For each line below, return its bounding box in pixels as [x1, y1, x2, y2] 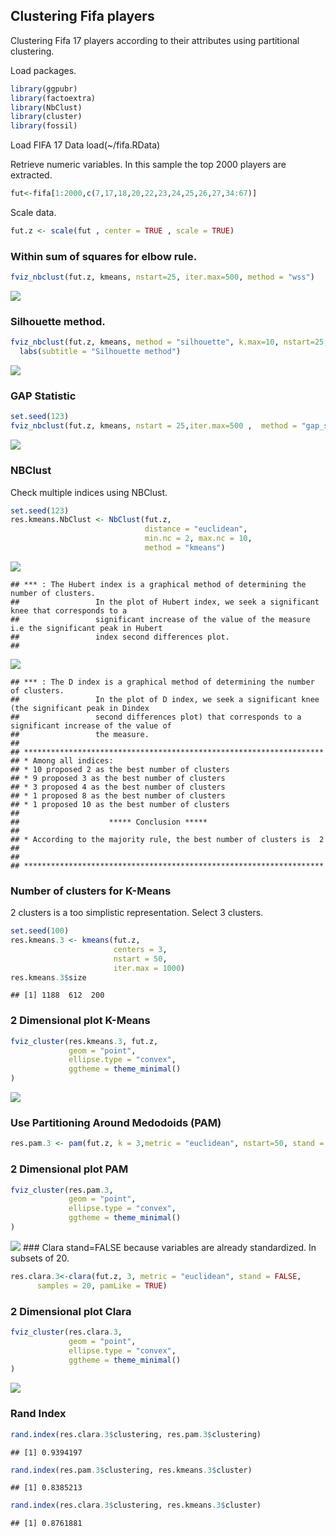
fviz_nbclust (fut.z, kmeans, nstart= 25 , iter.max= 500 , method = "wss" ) [10, 272, 315, 283]
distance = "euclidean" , [144, 524, 248, 534]
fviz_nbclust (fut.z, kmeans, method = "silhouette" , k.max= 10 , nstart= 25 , [10, 337, 329, 348]
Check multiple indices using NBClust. [10, 486, 168, 498]
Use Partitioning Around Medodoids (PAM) [10, 1116, 222, 1130]
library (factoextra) [10, 93, 97, 103]
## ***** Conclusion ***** [10, 817, 208, 827]
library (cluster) [10, 112, 83, 122]
